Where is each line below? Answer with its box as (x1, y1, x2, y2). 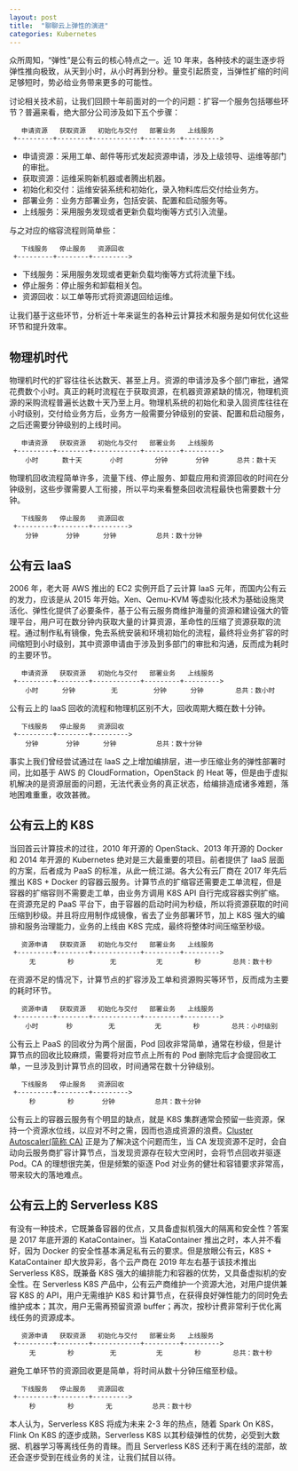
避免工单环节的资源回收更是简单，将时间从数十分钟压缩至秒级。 (9, 1364, 242, 1376)
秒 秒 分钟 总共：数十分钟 (28, 1097, 201, 1106)
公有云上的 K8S (9, 818, 95, 833)
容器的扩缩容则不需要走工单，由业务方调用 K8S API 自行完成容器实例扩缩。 (9, 887, 285, 898)
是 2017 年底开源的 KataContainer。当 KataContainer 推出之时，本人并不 (9, 1234, 275, 1245)
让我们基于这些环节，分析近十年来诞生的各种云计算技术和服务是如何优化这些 (9, 310, 289, 320)
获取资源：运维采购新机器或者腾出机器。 (21, 173, 170, 184)
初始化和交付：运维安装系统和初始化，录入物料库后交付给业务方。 (21, 184, 263, 195)
